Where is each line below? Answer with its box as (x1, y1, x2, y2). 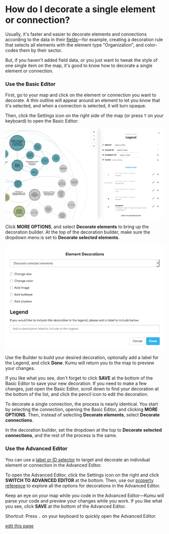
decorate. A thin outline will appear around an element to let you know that (5, 97, 160, 103)
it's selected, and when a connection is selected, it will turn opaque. (5, 103, 146, 109)
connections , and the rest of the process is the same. (5, 432, 118, 439)
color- (144, 42, 157, 48)
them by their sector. (19, 47, 63, 53)
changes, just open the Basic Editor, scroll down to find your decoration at (5, 386, 159, 392)
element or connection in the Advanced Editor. (5, 462, 102, 468)
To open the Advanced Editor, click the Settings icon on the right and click (5, 472, 159, 478)
